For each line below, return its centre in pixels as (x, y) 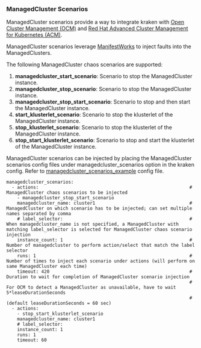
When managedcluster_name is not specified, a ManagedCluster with (93, 225)
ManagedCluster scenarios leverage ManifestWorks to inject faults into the (99, 46)
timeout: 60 (32, 340)
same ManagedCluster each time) (47, 267)
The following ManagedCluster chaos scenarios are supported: (85, 64)
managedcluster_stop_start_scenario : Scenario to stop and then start (103, 102)
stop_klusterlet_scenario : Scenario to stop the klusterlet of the (94, 128)
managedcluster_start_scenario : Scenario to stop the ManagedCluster (104, 76)
